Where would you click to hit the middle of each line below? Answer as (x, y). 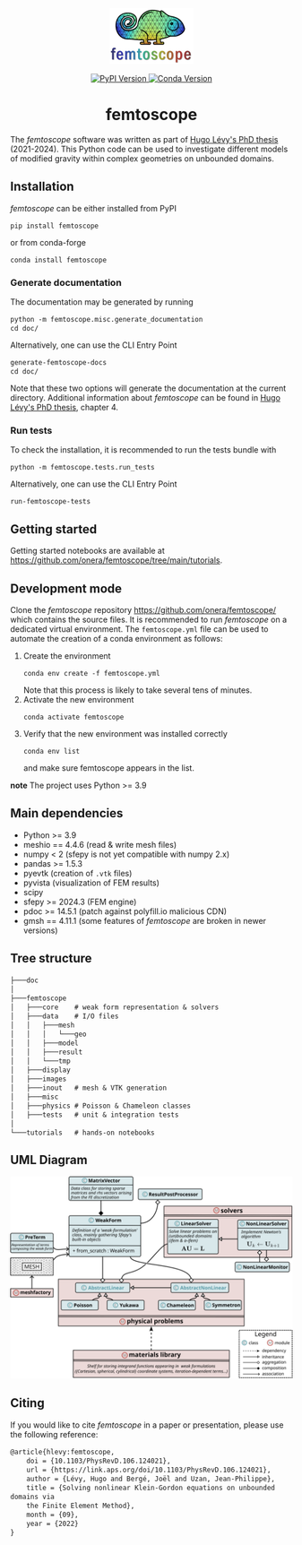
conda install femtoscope (58, 260)
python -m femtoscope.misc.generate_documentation (107, 320)
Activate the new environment (78, 699)
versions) (40, 930)
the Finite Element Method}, (81, 1506)
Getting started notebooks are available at (87, 551)
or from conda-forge (48, 242)
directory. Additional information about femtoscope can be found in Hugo (146, 398)
